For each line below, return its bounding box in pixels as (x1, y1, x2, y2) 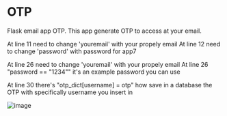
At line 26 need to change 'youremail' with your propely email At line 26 (7, 60, 209, 68)
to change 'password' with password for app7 (7, 47, 137, 55)
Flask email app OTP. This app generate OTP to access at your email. (7, 27, 202, 35)
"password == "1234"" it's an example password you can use (7, 68, 181, 76)
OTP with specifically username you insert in (7, 88, 133, 96)
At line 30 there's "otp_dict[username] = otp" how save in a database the (7, 81, 213, 89)
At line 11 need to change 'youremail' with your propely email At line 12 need (7, 40, 221, 48)
